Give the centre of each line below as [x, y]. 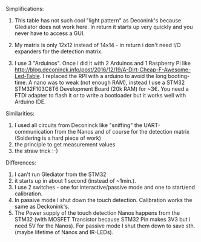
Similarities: [20, 113]
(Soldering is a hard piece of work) [58, 138]
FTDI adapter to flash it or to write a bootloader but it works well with [100, 95]
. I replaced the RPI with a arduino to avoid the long [103, 76]
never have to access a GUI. [50, 33]
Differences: [21, 162]
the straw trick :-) [36, 151]
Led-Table [27, 76]
